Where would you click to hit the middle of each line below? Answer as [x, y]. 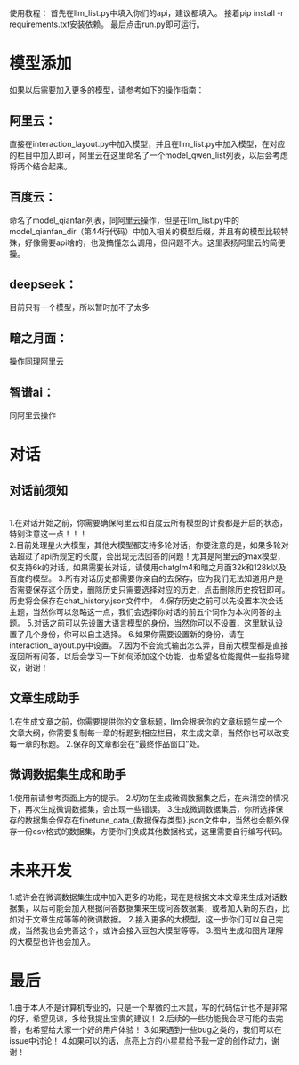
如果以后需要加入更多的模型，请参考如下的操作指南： [107, 90]
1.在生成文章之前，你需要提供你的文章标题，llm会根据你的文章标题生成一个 [146, 721]
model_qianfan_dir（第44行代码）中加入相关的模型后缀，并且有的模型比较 [145, 231]
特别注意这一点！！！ [48, 534]
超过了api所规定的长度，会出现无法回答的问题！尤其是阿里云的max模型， [151, 556]
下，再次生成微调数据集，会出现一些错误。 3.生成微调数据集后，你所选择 [142, 808]
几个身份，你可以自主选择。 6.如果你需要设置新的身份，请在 [134, 634]
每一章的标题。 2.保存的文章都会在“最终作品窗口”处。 [107, 743]
